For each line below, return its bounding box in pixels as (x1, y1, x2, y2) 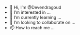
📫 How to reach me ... (9, 25, 55, 30)
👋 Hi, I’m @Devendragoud (9, 5, 62, 10)
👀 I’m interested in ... (9, 9, 51, 15)
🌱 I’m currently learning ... (9, 15, 62, 20)
